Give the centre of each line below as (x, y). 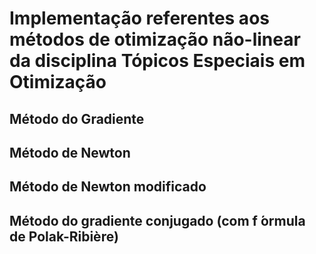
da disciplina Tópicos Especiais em (157, 61)
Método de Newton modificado (108, 187)
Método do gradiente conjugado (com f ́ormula (157, 220)
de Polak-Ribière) (64, 236)
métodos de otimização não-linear (155, 39)
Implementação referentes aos (139, 18)
